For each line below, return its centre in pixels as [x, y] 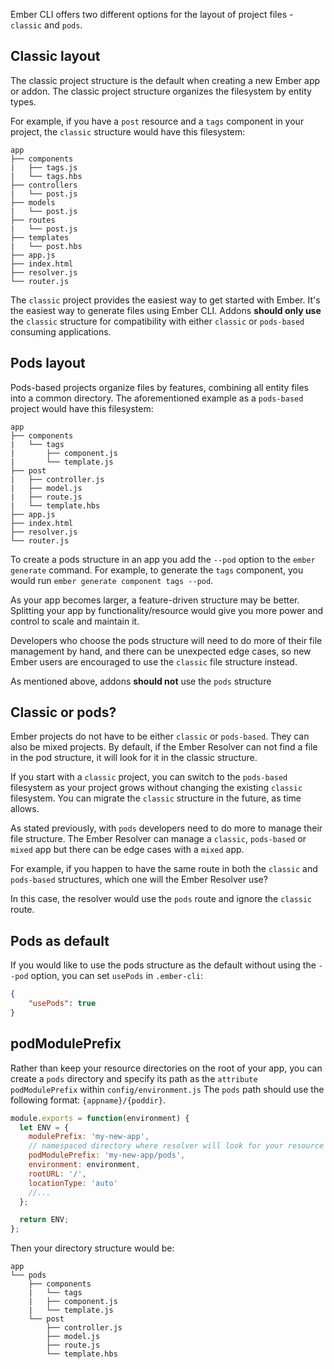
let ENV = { [44, 1127]
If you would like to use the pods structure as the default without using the [163, 965]
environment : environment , [84, 1165]
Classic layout [55, 56]
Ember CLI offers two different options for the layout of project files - [152, 14]
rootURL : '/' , [57, 1174]
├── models [33, 202]
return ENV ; [44, 1220]
